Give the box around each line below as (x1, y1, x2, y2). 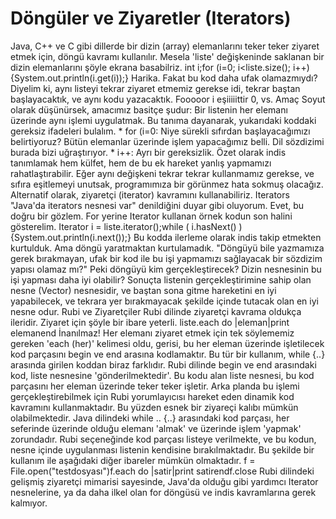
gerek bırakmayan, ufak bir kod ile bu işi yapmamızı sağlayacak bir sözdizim (10, 252, 323, 264)
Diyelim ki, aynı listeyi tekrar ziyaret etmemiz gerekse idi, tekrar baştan (10, 82, 301, 94)
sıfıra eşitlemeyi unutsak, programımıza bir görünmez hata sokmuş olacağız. (10, 178, 324, 190)
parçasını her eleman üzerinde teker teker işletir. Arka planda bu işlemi (10, 380, 300, 392)
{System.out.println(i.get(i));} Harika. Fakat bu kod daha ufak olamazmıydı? (10, 72, 318, 84)
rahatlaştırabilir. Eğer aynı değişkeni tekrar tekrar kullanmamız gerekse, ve (10, 167, 315, 179)
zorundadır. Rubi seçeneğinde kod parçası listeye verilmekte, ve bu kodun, (10, 433, 317, 445)
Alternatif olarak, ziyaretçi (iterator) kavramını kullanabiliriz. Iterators (10, 188, 290, 201)
